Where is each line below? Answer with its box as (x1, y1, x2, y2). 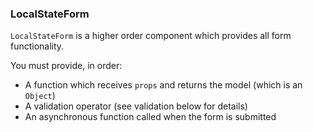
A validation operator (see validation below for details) (24, 100, 248, 112)
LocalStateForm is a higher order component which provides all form (10, 30, 292, 42)
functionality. (10, 40, 65, 52)
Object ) (24, 90, 56, 102)
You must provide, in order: (10, 60, 123, 72)
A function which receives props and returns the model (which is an (24, 79, 303, 91)
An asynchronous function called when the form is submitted (24, 111, 277, 123)
